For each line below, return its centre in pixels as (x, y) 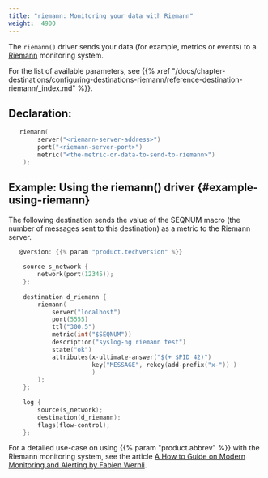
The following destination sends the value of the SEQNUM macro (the (124, 220)
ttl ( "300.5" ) (73, 327)
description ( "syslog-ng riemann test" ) (119, 342)
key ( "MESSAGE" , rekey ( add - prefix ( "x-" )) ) (164, 365)
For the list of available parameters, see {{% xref (89, 70)
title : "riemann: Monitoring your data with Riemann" (101, 16)
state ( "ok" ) (72, 349)
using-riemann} (49, 201)
